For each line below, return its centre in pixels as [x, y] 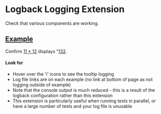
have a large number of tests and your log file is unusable [72, 106]
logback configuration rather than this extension [63, 95]
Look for [14, 63]
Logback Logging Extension [65, 9]
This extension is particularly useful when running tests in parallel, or [84, 101]
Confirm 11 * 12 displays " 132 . [36, 51]
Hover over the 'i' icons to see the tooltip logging [63, 74]
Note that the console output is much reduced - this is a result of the [84, 90]
